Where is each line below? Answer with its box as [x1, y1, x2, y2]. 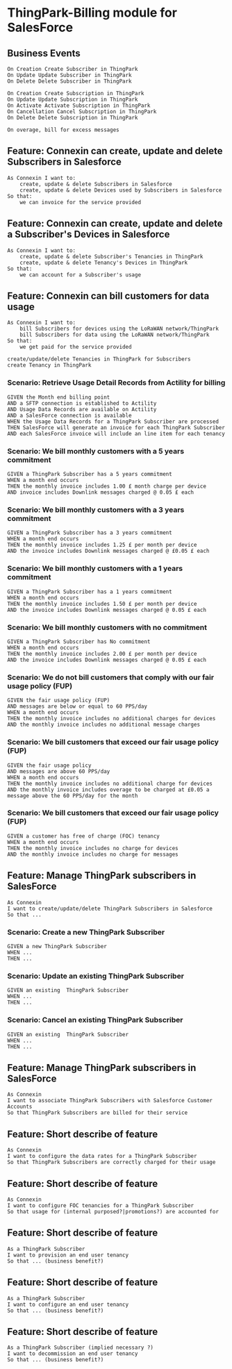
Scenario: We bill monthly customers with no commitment [7, 622, 207, 632]
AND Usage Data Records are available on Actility [7, 406, 157, 413]
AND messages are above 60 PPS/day [7, 768, 110, 775]
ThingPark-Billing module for [7, 5, 177, 21]
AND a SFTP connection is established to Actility [7, 399, 157, 407]
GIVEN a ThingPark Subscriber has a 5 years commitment [7, 471, 172, 478]
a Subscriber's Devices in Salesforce [7, 229, 170, 240]
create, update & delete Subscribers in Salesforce [19, 181, 172, 188]
